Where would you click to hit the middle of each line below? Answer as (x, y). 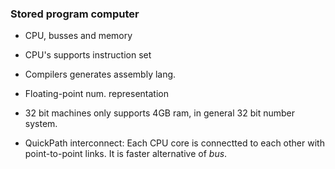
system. (41, 124)
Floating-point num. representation (96, 94)
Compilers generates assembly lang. (100, 74)
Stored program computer (75, 14)
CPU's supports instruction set (88, 55)
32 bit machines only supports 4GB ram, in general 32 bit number (159, 113)
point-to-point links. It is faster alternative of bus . (126, 154)
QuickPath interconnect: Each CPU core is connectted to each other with (174, 143)
